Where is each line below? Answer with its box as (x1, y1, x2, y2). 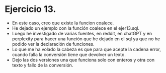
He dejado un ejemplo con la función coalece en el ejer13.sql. (12, 25, 139, 31)
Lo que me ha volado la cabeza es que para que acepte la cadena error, (12, 46, 161, 52)
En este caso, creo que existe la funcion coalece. (12, 20, 114, 26)
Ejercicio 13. (5, 3, 56, 15)
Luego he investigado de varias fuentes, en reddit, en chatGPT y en (12, 30, 152, 36)
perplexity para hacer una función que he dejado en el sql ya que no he (12, 36, 160, 42)
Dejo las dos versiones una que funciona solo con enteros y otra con (12, 57, 154, 63)
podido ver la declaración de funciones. (12, 41, 95, 47)
